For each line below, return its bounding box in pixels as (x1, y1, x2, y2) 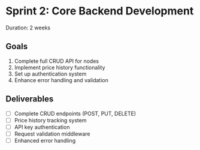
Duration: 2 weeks (5, 24, 51, 31)
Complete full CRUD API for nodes (14, 57, 99, 64)
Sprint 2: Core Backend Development (5, 4, 194, 18)
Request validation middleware (14, 130, 90, 137)
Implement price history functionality (14, 64, 105, 71)
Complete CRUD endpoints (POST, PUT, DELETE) (14, 110, 136, 117)
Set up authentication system (14, 70, 87, 77)
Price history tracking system (14, 116, 87, 124)
